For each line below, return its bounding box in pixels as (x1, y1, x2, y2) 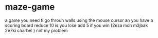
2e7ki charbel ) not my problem (5, 27, 68, 33)
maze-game (5, 1, 55, 13)
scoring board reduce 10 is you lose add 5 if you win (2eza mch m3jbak (5, 22, 148, 28)
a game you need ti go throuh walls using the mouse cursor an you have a (5, 17, 153, 23)
